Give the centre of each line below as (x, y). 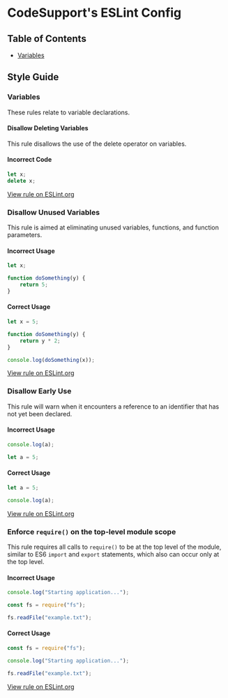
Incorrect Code (30, 160)
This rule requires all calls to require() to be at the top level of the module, (114, 547)
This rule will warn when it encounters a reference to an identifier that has (113, 407)
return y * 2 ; (40, 341)
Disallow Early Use (39, 391)
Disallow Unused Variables (53, 212)
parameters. (25, 235)
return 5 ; (34, 285)
